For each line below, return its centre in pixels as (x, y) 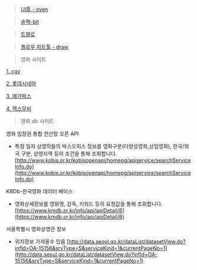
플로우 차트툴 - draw (45, 47)
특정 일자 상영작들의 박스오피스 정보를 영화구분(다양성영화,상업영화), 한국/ (99, 146)
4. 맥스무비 (19, 108)
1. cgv (13, 71)
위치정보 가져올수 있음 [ (42, 241)
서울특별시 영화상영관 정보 (36, 229)
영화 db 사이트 (37, 121)
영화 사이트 (33, 59)
